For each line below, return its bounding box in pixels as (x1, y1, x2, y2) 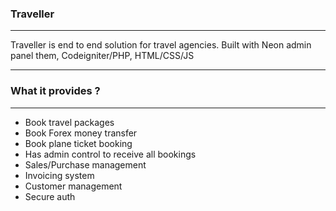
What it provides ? (10, 84, 101, 98)
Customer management (24, 180, 123, 192)
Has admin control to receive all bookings (24, 148, 197, 160)
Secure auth (24, 190, 76, 202)
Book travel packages (24, 116, 115, 128)
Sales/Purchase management (24, 158, 147, 171)
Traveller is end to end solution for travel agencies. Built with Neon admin (10, 39, 312, 51)
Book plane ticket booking (24, 137, 133, 149)
